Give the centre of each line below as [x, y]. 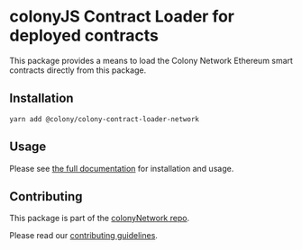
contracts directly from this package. [78, 70]
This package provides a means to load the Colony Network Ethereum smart [151, 60]
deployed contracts [84, 36]
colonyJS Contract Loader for [122, 17]
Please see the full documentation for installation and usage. [122, 168]
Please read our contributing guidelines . [83, 236]
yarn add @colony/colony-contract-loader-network [105, 119]
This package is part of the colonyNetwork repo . [100, 219]
